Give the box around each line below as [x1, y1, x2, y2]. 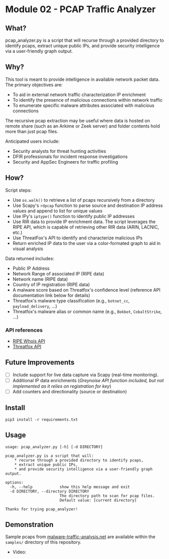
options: [5, 480, 24, 485]
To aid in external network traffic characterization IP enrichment [12, 91, 146, 98]
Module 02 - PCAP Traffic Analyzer [5, 4, 156, 15]
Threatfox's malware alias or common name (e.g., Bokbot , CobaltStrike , [12, 308, 162, 315]
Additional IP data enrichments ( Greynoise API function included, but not [12, 377, 164, 383]
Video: [12, 549, 27, 555]
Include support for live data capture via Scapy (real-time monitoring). [12, 371, 159, 378]
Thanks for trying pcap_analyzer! [5, 507, 78, 512]
